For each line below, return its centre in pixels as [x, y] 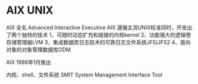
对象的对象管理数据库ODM [39, 49]
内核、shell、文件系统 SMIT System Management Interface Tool [84, 75]
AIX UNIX [30, 10]
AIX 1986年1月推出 [29, 62]
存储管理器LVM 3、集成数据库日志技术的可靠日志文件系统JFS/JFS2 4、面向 [99, 42]
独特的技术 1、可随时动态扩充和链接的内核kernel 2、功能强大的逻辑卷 [106, 35]
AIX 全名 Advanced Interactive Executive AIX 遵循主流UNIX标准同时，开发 [97, 27]
